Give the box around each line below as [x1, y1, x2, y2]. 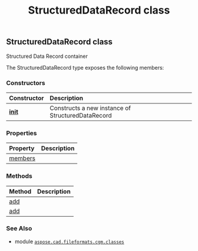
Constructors [6, 79, 45, 87]
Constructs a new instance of [49, 104, 131, 112]
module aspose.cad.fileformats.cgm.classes [14, 237, 125, 245]
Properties [6, 129, 37, 137]
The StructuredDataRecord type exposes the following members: [6, 64, 164, 71]
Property [9, 144, 35, 152]
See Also [6, 224, 32, 233]
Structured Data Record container [6, 53, 88, 60]
